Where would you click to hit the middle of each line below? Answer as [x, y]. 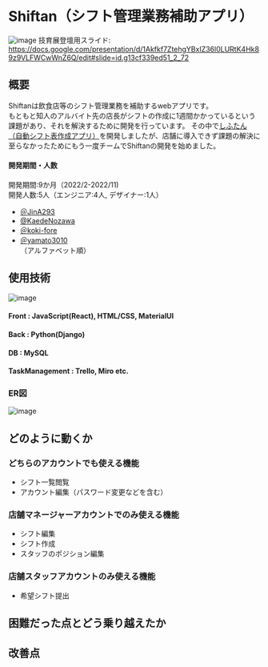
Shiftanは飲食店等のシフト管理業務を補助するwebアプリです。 [111, 106]
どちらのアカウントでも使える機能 [74, 463]
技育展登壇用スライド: [75, 40]
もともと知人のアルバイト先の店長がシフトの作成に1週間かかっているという [132, 115]
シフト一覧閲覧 [44, 482]
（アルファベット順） [55, 250]
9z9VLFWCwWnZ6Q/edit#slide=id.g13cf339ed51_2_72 [99, 58]
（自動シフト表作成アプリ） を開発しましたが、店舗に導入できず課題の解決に [134, 135]
